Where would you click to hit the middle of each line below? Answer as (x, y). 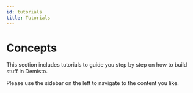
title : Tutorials (28, 18)
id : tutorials (24, 12)
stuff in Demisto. (27, 72)
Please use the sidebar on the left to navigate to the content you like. (93, 83)
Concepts (31, 48)
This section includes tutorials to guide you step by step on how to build (97, 65)
